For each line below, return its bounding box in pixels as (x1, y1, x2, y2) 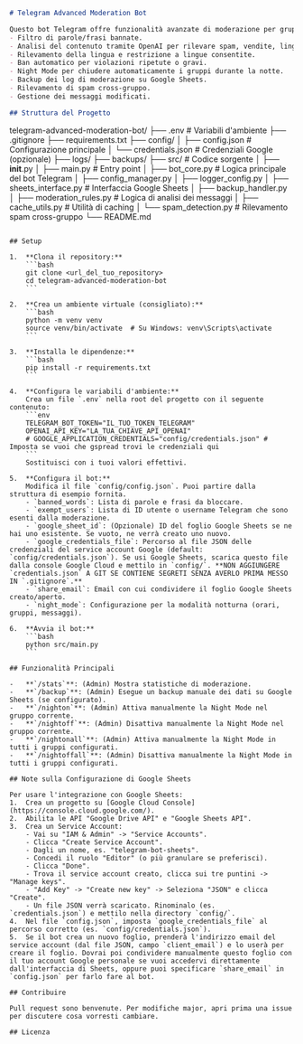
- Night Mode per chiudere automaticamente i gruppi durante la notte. (9, 67, 284, 76)
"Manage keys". (9, 877, 67, 886)
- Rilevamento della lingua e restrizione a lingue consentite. (9, 50, 256, 59)
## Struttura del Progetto (9, 108, 111, 118)
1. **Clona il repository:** (9, 252, 124, 261)
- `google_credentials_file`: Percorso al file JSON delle (25, 537, 252, 546)
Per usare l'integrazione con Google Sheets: (9, 790, 183, 799)
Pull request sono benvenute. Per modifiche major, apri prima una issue (9, 1003, 293, 1012)
